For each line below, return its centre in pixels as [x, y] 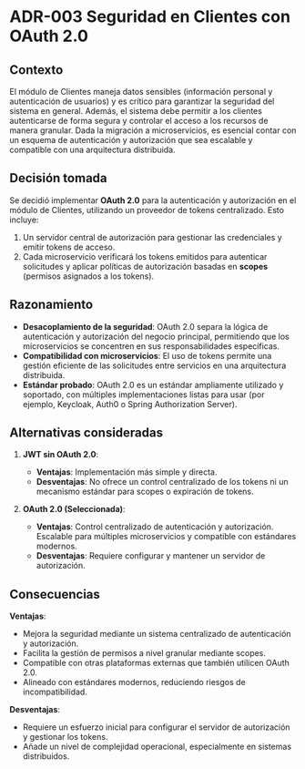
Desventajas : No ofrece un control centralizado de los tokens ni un [162, 482]
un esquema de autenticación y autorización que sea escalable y [131, 140]
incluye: [24, 220]
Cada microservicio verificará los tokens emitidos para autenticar [145, 256]
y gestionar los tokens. [65, 737]
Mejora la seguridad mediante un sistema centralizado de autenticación [157, 634]
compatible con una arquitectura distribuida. [92, 149]
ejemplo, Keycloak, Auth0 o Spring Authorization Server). [130, 404]
